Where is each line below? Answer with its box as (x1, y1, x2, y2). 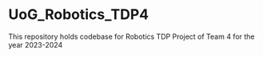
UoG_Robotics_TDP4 (8, 6, 149, 24)
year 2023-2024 (8, 40, 63, 49)
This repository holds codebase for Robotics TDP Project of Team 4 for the (8, 32, 255, 41)
